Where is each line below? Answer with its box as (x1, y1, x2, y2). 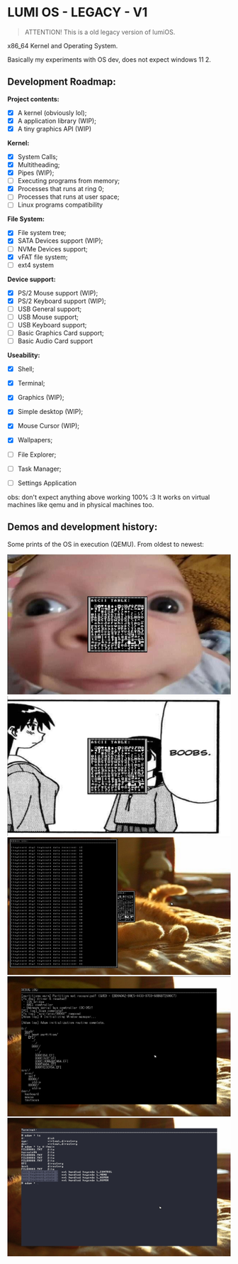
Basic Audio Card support (17, 337, 93, 345)
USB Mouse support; (17, 312, 79, 321)
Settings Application (17, 479, 76, 487)
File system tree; (17, 229, 67, 237)
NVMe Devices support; (17, 244, 88, 253)
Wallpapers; (17, 436, 53, 445)
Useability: (7, 351, 40, 359)
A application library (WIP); (17, 116, 97, 125)
